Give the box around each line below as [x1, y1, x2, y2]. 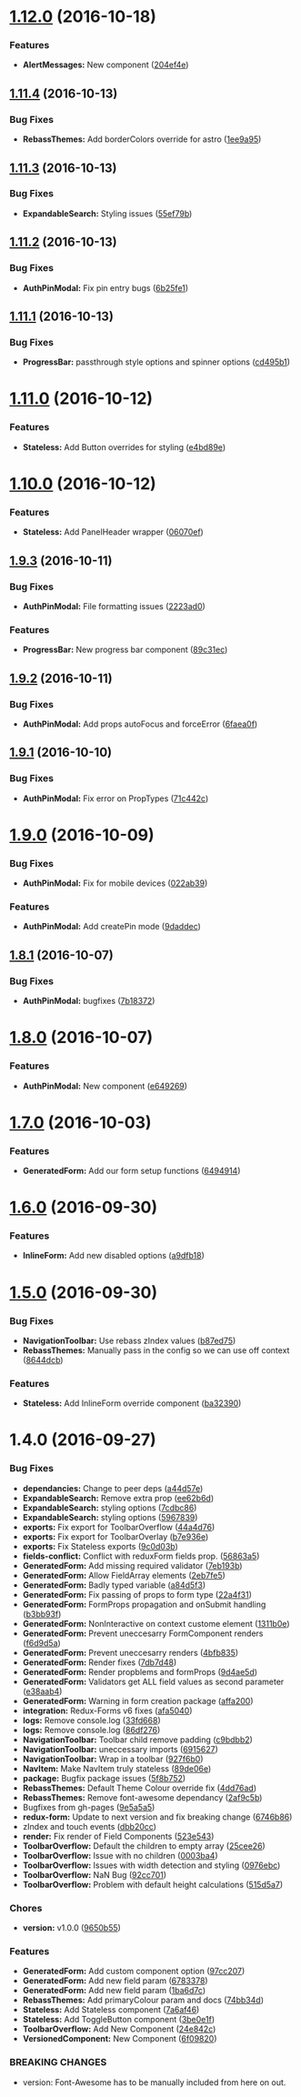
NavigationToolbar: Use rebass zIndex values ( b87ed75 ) [22, 1335, 236, 1346]
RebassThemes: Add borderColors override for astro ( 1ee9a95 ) [22, 134, 262, 145]
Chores [9, 1901, 43, 1914]
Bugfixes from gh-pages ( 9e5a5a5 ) [22, 1801, 156, 1812]
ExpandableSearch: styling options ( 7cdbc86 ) [22, 1502, 197, 1513]
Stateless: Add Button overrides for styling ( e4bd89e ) [22, 441, 226, 452]
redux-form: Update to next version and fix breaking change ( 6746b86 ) [22, 1811, 293, 1822]
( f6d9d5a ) [22, 1637, 61, 1648]
